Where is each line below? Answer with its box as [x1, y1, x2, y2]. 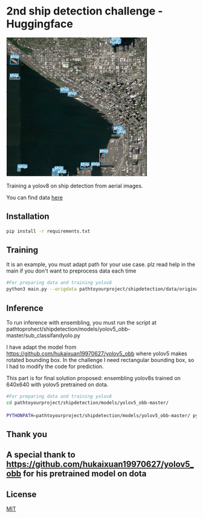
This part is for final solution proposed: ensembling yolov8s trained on [6, 375, 181, 381]
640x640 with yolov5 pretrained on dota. [6, 381, 109, 388]
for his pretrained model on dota [23, 468, 147, 479]
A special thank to [6, 450, 76, 460]
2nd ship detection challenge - [6, 4, 163, 18]
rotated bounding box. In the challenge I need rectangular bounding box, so [6, 357, 195, 363]
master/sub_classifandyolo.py [6, 332, 80, 339]
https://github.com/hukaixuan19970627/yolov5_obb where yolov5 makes [6, 350, 187, 357]
